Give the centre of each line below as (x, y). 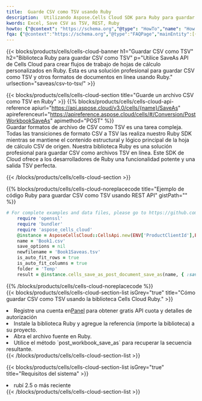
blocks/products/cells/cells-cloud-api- (126, 102)
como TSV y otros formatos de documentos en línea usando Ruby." (90, 77)
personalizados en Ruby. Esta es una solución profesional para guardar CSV (100, 71)
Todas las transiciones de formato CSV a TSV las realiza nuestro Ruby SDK (99, 134)
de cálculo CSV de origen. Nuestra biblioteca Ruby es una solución (89, 147)
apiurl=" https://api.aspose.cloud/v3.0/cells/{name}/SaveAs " (106, 108)
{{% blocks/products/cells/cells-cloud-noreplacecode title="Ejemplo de (95, 189)
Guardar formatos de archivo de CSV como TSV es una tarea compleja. (95, 127)
